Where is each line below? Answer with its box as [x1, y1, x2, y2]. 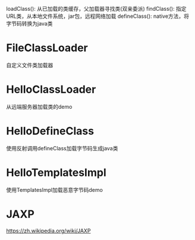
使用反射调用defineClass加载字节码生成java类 [6, 144, 118, 151]
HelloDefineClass [6, 124, 94, 138]
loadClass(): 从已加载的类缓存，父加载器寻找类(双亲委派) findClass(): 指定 [6, 5, 187, 12]
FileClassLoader [6, 41, 88, 55]
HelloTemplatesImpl [6, 166, 106, 179]
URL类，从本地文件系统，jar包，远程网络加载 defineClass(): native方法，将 [6, 12, 189, 20]
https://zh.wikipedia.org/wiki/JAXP [6, 227, 91, 234]
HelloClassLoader [6, 83, 96, 96]
